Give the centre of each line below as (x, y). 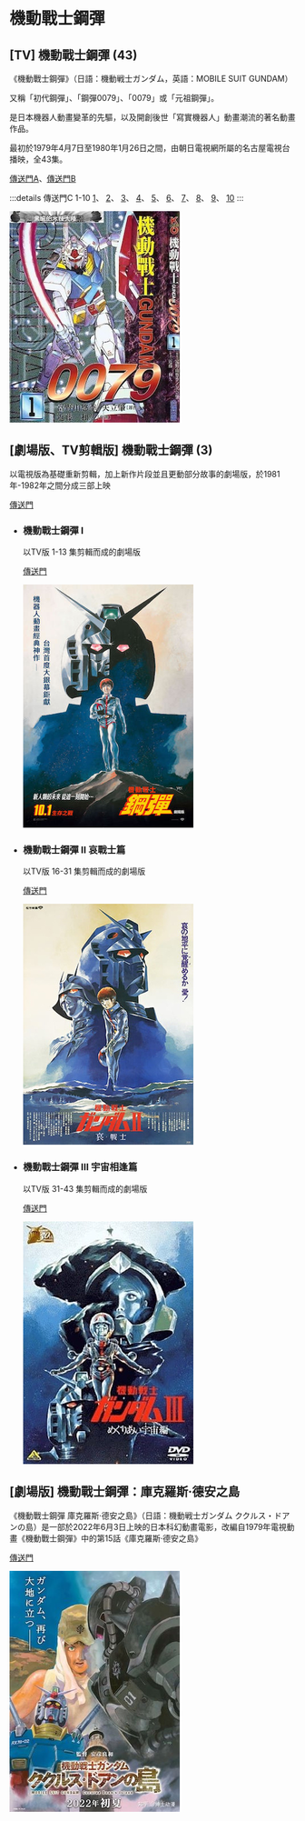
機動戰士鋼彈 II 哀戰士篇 (74, 850)
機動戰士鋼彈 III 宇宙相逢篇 (80, 1167)
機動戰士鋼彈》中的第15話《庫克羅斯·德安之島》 (114, 1538)
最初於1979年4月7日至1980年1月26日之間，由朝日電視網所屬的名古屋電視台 (150, 148)
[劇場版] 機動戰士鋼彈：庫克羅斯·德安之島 (125, 1492)
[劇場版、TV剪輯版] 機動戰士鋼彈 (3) (111, 450)
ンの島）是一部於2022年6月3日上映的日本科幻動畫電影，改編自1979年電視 (148, 1526)
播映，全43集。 (39, 159)
